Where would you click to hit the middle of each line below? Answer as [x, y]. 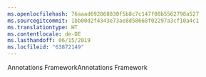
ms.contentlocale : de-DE [44, 34]
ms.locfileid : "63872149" [46, 47]
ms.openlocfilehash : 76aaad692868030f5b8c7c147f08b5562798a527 [103, 14]
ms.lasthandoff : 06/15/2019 [49, 41]
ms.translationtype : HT [43, 27]
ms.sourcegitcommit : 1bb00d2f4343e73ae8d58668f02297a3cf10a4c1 [103, 21]
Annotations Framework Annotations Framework [78, 67]
